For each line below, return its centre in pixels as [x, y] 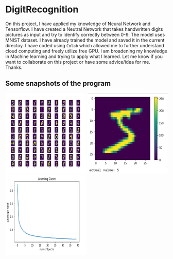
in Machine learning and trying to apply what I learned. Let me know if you [84, 56]
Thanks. [14, 67]
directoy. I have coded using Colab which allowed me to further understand [85, 45]
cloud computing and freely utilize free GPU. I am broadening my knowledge [86, 51]
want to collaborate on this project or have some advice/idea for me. [78, 62]
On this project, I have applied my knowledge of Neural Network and [78, 24]
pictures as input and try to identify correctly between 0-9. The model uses [85, 34]
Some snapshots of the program [58, 84]
